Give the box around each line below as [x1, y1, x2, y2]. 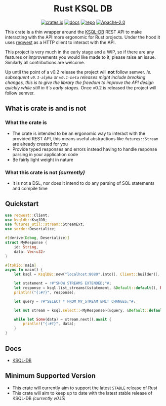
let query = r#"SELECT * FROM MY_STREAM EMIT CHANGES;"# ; [14, 299, 136, 304]
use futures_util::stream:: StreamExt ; [5, 222, 85, 227]
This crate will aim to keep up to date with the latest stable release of [12, 390, 153, 396]
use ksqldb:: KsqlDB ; [5, 217, 48, 222]
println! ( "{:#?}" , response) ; [14, 290, 77, 295]
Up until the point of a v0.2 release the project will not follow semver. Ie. [5, 69, 152, 75]
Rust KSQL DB [53, 3, 113, 14]
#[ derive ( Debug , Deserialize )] [5, 236, 70, 241]
